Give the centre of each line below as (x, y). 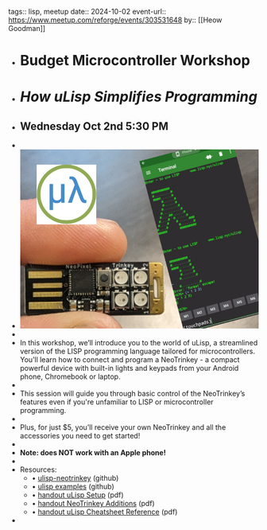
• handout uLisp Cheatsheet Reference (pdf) (104, 512)
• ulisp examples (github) (73, 487)
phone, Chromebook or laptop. (70, 376)
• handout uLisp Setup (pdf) (78, 495)
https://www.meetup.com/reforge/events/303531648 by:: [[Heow (115, 20)
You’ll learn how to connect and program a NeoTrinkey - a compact (130, 360)
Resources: (38, 470)
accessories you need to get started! (80, 436)
